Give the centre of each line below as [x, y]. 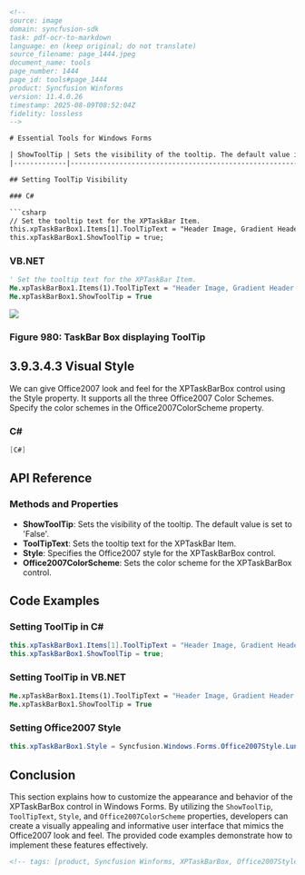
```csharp [28, 213]
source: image [36, 20]
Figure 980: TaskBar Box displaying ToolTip [108, 337]
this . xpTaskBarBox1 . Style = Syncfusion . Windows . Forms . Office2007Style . [148, 747]
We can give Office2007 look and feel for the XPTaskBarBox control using [148, 388]
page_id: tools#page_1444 [58, 80]
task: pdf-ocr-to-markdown [60, 37]
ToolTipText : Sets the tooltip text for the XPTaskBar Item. [129, 543]
